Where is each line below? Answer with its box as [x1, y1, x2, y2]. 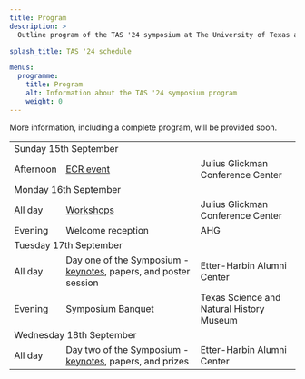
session [65, 276, 99, 289]
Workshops [65, 204, 115, 216]
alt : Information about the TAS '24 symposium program [25, 88, 238, 97]
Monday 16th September [14, 183, 122, 195]
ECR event [65, 163, 111, 175]
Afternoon [14, 163, 57, 175]
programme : [17, 72, 59, 81]
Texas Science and [200, 291, 281, 304]
